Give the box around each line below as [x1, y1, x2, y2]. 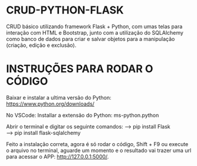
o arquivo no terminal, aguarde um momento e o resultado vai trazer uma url [6, 147, 192, 154]
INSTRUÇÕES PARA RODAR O [6, 62, 153, 76]
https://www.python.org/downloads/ [6, 100, 95, 107]
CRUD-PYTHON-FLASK [6, 4, 124, 17]
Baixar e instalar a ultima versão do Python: [6, 94, 112, 101]
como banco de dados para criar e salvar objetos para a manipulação [6, 35, 175, 42]
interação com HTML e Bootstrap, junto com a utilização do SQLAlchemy [6, 29, 184, 36]
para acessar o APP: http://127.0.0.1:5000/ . [6, 153, 109, 160]
